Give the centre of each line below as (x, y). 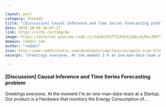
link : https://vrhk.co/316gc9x (37, 33)
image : (12, 37)
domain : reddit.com (25, 42)
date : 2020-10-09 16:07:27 (33, 28)
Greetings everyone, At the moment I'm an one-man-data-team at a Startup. (83, 94)
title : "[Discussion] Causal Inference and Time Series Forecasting (77, 23)
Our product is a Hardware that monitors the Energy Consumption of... (77, 99)
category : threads (24, 18)
